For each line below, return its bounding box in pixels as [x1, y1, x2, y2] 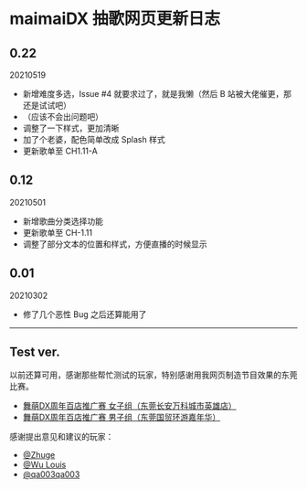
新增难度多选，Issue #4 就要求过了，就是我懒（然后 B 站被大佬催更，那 [22, 89, 292, 99]
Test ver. [9, 345, 61, 360]
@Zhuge [22, 450, 56, 461]
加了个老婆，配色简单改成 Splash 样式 [22, 134, 166, 144]
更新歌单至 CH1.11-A [22, 145, 98, 156]
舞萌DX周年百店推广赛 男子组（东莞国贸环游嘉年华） [22, 412, 221, 423]
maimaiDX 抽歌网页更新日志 [9, 8, 221, 29]
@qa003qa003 [22, 469, 80, 480]
